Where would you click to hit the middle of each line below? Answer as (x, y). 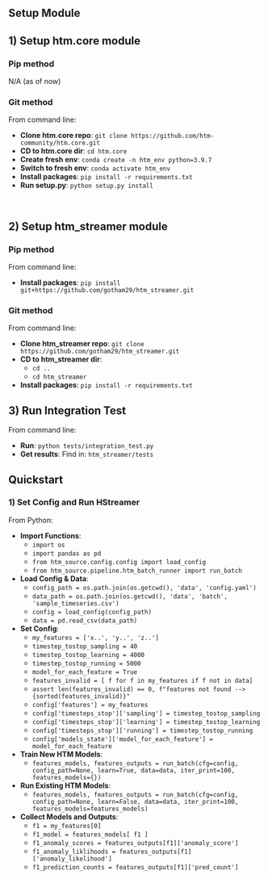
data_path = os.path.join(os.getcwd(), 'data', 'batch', (130, 596)
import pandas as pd (67, 553)
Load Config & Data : (54, 578)
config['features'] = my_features (90, 705)
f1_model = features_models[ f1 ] (90, 835)
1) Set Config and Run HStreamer (74, 502)
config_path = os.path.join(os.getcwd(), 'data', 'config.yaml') (144, 588)
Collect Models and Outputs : (69, 816)
